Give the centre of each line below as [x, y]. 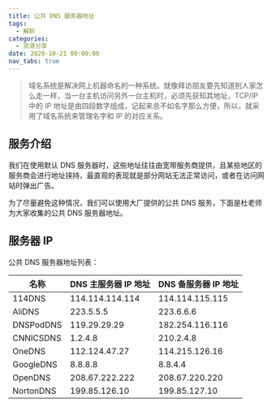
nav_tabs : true [34, 62]
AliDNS [26, 311]
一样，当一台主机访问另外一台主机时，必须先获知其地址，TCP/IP [150, 95]
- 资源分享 [32, 46]
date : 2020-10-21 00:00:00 [54, 54]
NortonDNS [35, 391]
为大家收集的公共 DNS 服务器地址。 [68, 213]
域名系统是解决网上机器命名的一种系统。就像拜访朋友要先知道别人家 [142, 85]
